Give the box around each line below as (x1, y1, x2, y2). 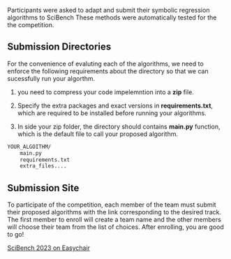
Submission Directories (7, 41, 112, 53)
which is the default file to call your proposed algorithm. (17, 129, 179, 138)
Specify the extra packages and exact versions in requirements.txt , (17, 101, 214, 110)
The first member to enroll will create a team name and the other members (7, 216, 221, 224)
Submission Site (7, 182, 80, 194)
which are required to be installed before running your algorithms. (17, 108, 207, 117)
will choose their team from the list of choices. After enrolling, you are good (7, 223, 225, 231)
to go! (7, 230, 24, 239)
